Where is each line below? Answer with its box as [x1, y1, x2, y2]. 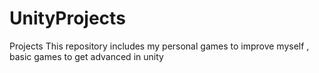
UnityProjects [9, 7, 126, 30]
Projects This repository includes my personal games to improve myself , [9, 40, 310, 52]
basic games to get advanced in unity [9, 50, 164, 62]
